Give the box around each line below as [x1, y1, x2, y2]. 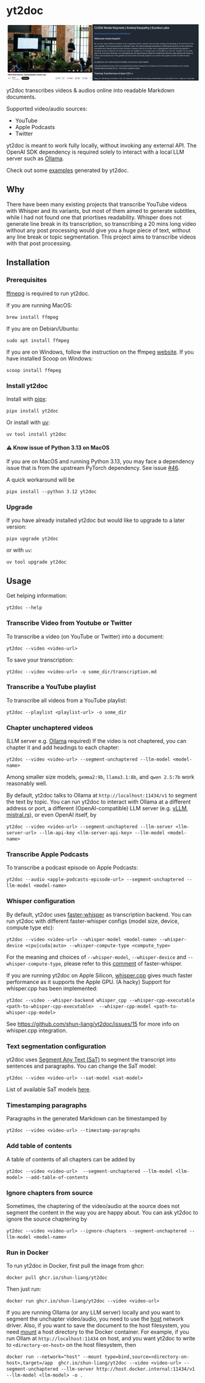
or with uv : [6, 546, 32, 554]
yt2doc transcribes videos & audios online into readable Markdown [6, 87, 175, 94]
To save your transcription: [6, 656, 74, 663]
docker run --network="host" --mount [6, 1354, 103, 1360]
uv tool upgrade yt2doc [6, 559, 67, 565]
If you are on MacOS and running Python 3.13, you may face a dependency [6, 458, 195, 465]
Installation [6, 258, 50, 268]
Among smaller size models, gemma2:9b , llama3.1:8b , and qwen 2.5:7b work [6, 774, 195, 781]
